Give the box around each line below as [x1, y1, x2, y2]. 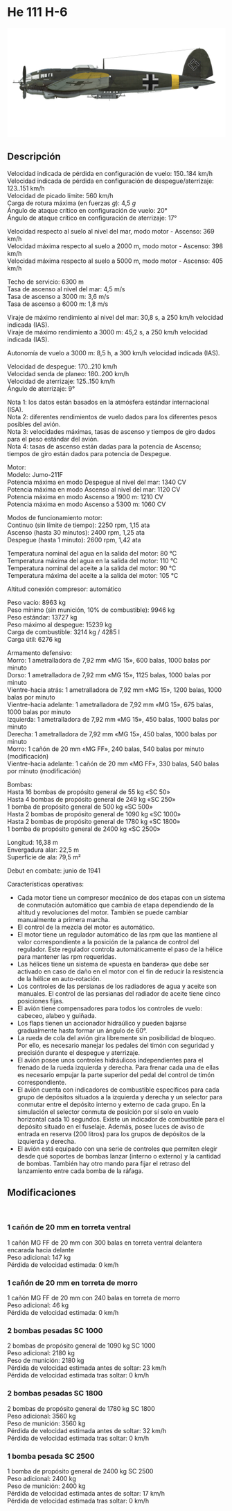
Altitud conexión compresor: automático [7, 585, 122, 593]
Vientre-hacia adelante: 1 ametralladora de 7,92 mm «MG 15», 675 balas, [7, 700, 213, 709]
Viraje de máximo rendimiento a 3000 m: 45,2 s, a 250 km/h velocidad [7, 328, 208, 336]
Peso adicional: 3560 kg [7, 1412, 76, 1420]
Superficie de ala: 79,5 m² [7, 853, 81, 861]
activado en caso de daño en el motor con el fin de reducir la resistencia [17, 967, 224, 976]
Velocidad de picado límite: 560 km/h [7, 191, 114, 200]
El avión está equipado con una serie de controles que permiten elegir [17, 1145, 218, 1153]
